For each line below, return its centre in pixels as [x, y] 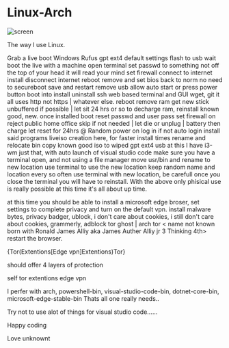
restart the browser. [35, 238]
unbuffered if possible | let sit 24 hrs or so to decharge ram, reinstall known [113, 109]
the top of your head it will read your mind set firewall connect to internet [110, 72]
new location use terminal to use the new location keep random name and [111, 167]
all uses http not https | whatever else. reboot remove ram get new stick [108, 101]
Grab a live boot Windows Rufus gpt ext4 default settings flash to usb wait [112, 58]
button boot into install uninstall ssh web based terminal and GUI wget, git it [113, 94]
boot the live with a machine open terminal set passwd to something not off [113, 65]
